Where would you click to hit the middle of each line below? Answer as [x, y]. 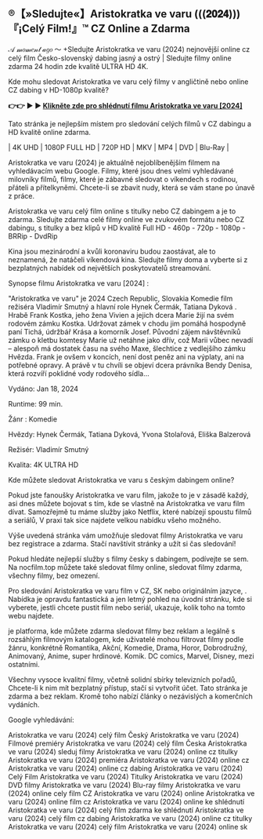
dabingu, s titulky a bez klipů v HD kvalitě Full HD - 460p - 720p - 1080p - [127, 228]
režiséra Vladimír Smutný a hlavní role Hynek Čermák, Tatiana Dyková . [122, 306]
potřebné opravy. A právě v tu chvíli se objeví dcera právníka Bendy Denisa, [130, 365]
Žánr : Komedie [32, 419]
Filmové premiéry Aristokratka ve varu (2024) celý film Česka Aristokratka [128, 743]
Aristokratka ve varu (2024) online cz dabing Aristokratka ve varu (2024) [126, 768]
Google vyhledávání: [41, 720]
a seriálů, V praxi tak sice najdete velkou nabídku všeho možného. [115, 520]
